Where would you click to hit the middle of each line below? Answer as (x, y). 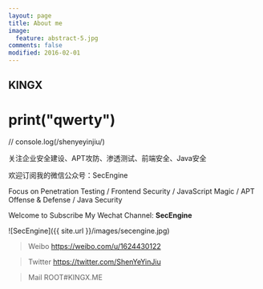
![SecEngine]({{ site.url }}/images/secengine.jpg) (89, 231)
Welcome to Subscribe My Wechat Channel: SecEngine (100, 215)
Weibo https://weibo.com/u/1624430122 (95, 247)
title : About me (35, 23)
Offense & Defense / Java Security (65, 200)
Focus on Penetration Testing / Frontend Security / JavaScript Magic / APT (131, 191)
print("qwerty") (62, 120)
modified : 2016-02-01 (45, 53)
